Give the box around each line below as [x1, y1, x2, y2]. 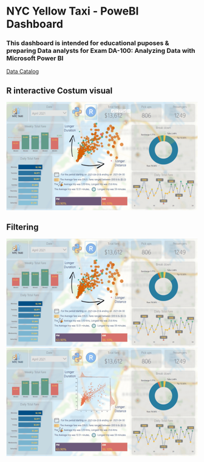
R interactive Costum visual [6, 85, 113, 95]
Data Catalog [6, 68, 39, 75]
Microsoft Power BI [6, 54, 64, 63]
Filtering [6, 222, 39, 232]
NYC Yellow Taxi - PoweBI [6, 4, 139, 18]
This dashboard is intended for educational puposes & [6, 39, 169, 47]
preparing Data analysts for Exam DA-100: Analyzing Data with [6, 47, 195, 55]
